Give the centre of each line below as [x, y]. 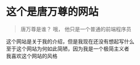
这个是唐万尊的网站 [52, 12]
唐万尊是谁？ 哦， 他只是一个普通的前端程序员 [76, 29]
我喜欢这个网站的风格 [32, 56]
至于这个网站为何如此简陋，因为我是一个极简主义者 [68, 48]
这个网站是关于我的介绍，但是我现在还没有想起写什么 [70, 41]
